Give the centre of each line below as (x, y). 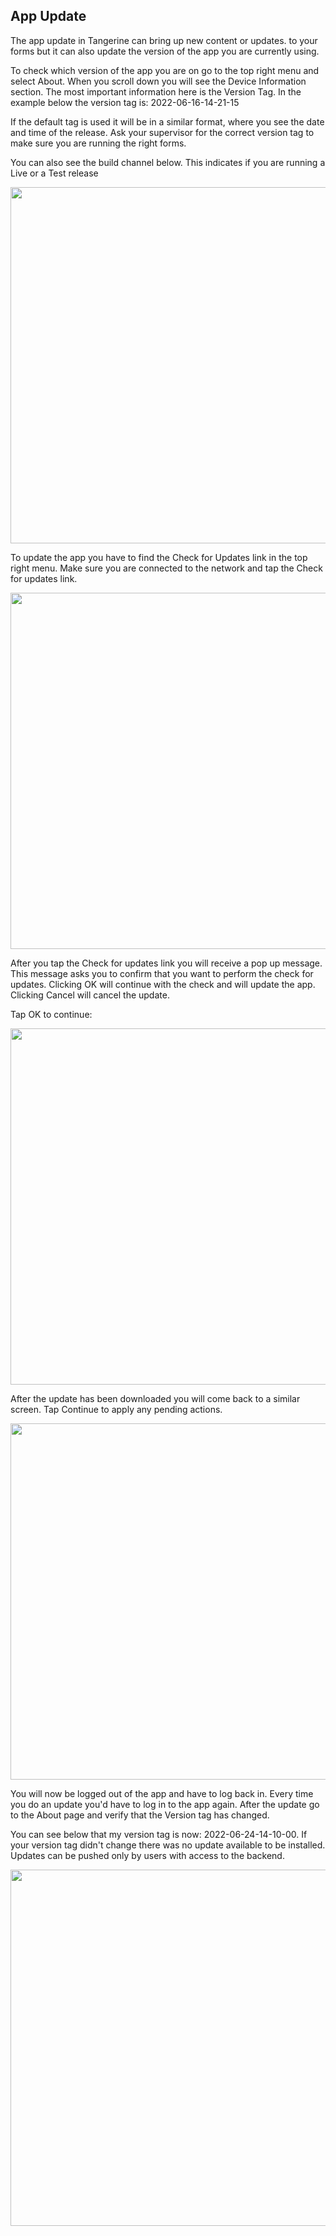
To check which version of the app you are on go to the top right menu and (165, 70)
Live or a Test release (54, 173)
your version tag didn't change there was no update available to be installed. (168, 1845)
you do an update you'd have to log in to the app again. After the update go (165, 1804)
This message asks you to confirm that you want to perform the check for (162, 973)
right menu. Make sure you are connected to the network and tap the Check (166, 568)
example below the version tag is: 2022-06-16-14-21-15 (125, 102)
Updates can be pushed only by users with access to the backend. (147, 1855)
